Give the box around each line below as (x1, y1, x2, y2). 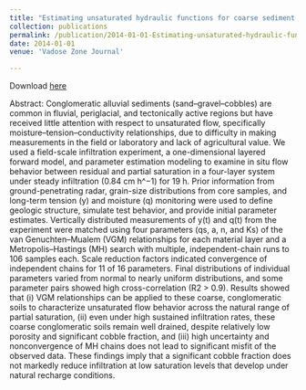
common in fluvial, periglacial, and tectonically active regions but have (9, 108, 273, 119)
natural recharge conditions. (9, 370, 116, 381)
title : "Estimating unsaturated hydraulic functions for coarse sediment (9, 13, 296, 23)
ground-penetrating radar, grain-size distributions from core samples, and (9, 185, 287, 196)
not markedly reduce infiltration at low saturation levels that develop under (9, 360, 289, 371)
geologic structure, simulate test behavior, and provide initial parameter (9, 205, 278, 216)
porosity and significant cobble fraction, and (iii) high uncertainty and (9, 331, 270, 343)
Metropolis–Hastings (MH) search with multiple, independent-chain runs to (9, 244, 290, 255)
